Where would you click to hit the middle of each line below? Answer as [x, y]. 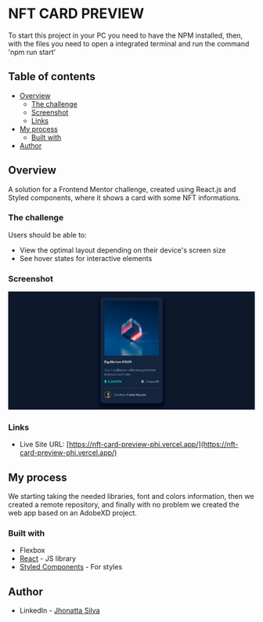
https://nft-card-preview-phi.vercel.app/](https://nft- [154, 445]
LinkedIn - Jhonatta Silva [59, 611]
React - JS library [48, 558]
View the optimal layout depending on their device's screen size [122, 250]
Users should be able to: [48, 235]
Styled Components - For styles [71, 567]
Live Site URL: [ [44, 445]
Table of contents [52, 76]
